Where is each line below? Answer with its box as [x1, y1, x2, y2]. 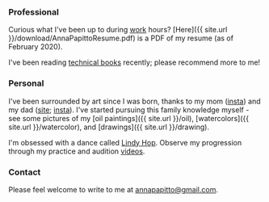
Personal [8, 78, 44, 89]
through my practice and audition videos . [8, 146, 145, 156]
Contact [8, 166, 41, 178]
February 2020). [8, 42, 63, 52]
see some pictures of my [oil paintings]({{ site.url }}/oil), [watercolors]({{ [8, 113, 249, 123]
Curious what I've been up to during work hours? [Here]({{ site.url [8, 25, 228, 35]
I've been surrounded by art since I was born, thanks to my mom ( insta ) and [8, 96, 261, 106]
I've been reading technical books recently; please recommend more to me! [8, 57, 261, 67]
